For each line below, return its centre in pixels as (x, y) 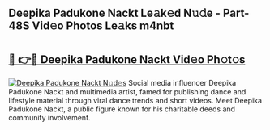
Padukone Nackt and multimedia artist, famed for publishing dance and (127, 92)
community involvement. (49, 117)
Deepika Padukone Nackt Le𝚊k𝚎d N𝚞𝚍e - (115, 13)
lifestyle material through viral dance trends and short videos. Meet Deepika (135, 101)
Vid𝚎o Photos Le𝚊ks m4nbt (103, 26)
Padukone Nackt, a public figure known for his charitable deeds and (122, 109)
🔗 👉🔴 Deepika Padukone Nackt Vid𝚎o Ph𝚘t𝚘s (127, 59)
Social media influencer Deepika (182, 83)
